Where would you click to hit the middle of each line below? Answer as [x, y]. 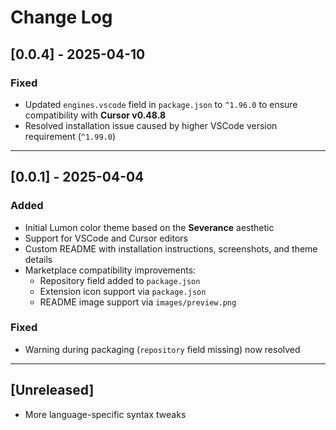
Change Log [61, 17]
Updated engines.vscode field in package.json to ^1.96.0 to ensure [161, 104]
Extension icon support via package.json [123, 291]
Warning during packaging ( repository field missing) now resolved [162, 349]
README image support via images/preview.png [138, 302]
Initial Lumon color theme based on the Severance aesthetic [149, 227]
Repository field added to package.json [120, 280]
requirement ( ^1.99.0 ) [70, 136]
